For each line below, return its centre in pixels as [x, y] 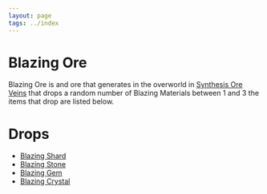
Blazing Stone [43, 164]
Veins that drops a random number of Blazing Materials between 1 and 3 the [133, 93]
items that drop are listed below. [61, 101]
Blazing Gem [41, 173]
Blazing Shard [43, 156]
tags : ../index [34, 23]
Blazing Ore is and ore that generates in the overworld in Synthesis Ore [125, 85]
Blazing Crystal [45, 181]
